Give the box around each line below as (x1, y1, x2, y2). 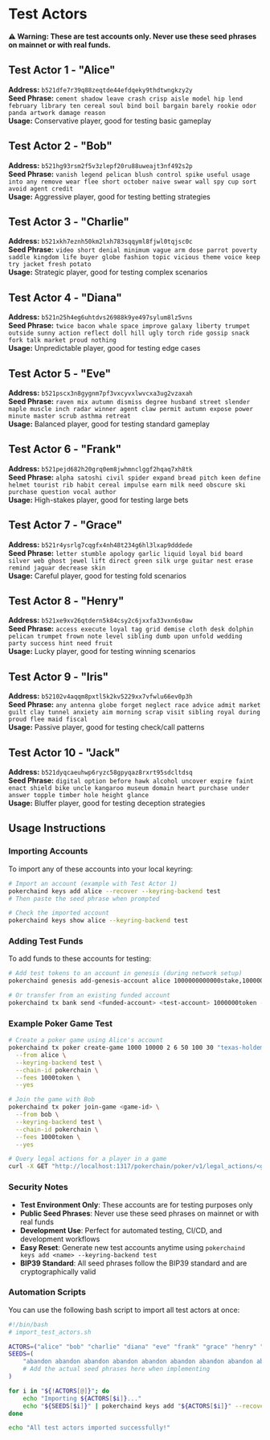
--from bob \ (15, 1111, 59, 1119)
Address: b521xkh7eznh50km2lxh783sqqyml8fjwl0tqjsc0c (8, 237, 193, 246)
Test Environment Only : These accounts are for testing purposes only (19, 1199, 253, 1209)
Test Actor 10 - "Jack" (8, 746, 121, 759)
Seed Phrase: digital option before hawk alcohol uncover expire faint (8, 776, 254, 785)
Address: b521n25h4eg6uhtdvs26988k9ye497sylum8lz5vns (8, 312, 193, 322)
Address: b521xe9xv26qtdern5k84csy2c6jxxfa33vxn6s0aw (8, 615, 193, 625)
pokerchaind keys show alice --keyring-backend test (8, 916, 189, 925)
